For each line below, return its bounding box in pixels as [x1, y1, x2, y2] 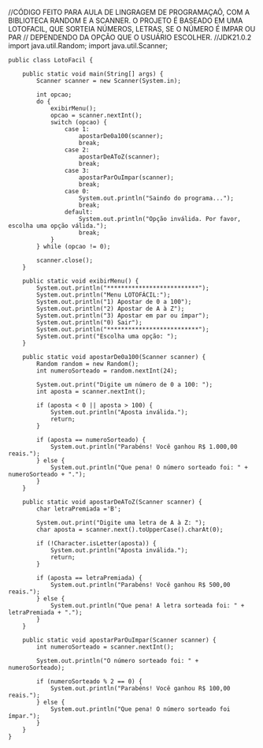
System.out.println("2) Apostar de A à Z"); [36, 305, 185, 312]
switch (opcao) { [50, 118, 108, 126]
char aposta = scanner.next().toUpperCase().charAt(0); [36, 525, 224, 533]
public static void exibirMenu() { [22, 277, 139, 285]
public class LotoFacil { [8, 56, 93, 64]
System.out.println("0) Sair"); [36, 319, 143, 327]
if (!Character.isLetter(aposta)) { [36, 540, 157, 548]
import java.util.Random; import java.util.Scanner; [8, 41, 168, 50]
